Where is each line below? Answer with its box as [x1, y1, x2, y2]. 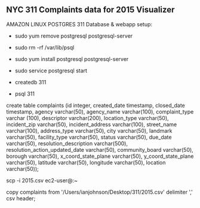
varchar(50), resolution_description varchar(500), [6, 140, 128, 147]
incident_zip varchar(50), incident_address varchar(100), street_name [6, 121, 177, 128]
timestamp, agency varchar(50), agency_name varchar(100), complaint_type [6, 108, 194, 115]
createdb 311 [14, 78, 47, 85]
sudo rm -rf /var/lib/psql [14, 44, 75, 51]
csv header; [6, 194, 36, 202]
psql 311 [14, 90, 35, 97]
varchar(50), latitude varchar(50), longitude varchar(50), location [6, 158, 166, 166]
